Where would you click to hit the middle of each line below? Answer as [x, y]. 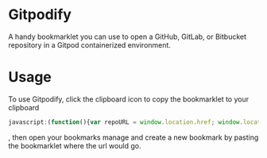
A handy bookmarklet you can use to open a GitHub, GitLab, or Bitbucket [128, 37]
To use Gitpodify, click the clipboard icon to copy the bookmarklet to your [128, 99]
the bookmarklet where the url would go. [75, 145]
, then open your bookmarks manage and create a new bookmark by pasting [133, 137]
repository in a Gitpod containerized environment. [89, 44]
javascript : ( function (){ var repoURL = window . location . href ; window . [126, 122]
